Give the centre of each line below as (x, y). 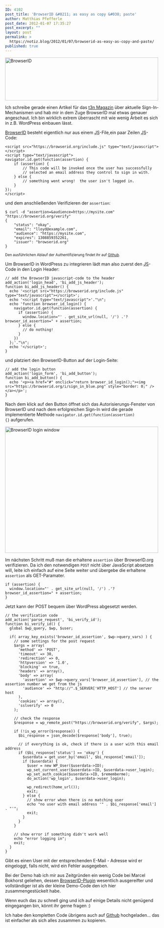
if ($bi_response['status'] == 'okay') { (61, 753)
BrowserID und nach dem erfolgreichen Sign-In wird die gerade (69, 409)
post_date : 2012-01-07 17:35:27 (38, 23)
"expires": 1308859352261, (41, 238)
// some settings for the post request (55, 641)
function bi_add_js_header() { (37, 287)
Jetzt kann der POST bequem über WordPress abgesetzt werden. (71, 606)
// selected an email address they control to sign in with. (86, 172)
